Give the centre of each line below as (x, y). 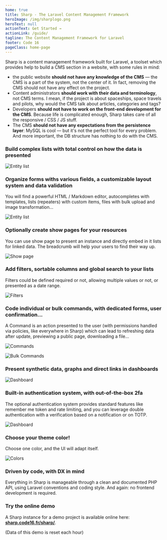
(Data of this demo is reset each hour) (44, 532)
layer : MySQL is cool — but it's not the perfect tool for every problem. (85, 130)
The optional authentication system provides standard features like (74, 404)
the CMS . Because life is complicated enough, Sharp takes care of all (84, 114)
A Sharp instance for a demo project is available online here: (67, 517)
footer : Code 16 (22, 43)
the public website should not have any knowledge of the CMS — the (85, 77)
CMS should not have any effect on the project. (61, 87)
